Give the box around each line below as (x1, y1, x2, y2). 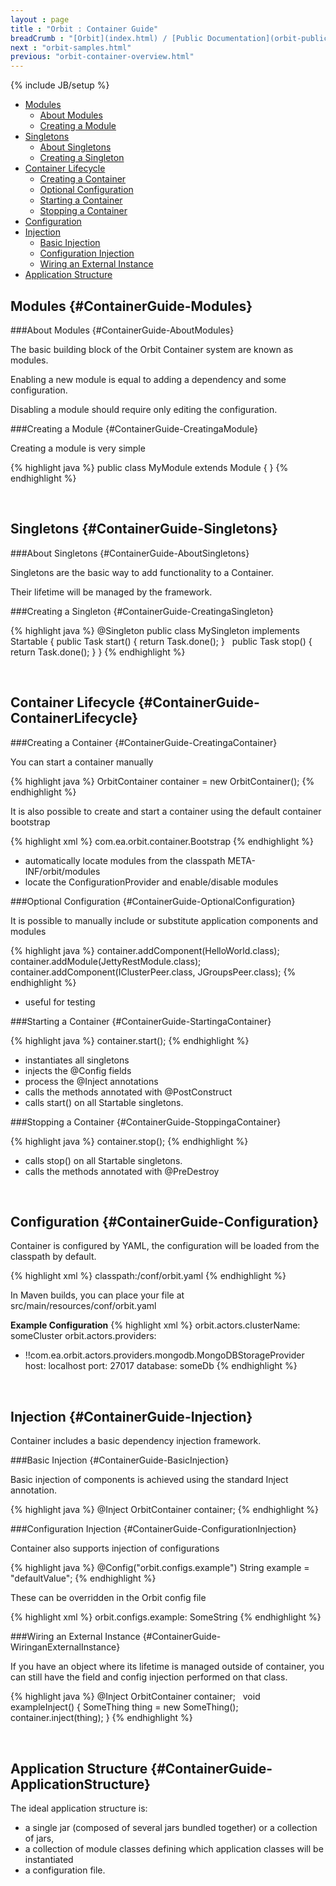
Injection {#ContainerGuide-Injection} (10, 1408, 253, 1425)
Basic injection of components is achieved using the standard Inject (10, 1474, 289, 1486)
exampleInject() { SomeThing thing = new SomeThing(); (10, 1701, 239, 1713)
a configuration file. (24, 1864, 106, 1876)
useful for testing (24, 996, 96, 1008)
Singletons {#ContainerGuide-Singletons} (10, 521, 279, 538)
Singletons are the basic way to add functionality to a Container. (10, 566, 274, 578)
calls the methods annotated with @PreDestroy (24, 1165, 220, 1177)
